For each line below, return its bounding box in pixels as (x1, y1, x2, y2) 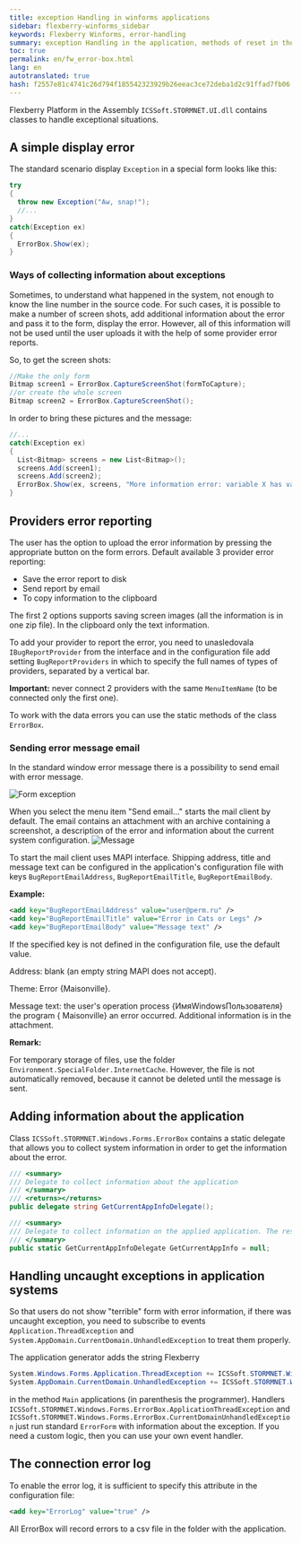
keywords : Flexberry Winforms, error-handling (9, 30, 186, 39)
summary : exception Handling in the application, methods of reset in (9, 38, 279, 48)
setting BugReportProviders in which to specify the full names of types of (9, 655, 278, 666)
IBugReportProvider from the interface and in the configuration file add (9, 646, 271, 657)
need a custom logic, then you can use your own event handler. (9, 1431, 244, 1442)
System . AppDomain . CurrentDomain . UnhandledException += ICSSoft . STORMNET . (9, 1378, 291, 1387)
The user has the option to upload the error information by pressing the (9, 537, 272, 548)
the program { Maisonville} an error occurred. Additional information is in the (9, 1010, 292, 1020)
